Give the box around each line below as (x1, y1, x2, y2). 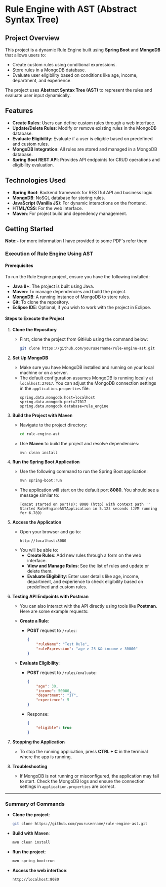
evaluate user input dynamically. (5, 93, 71, 98)
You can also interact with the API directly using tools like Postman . (19, 603, 157, 609)
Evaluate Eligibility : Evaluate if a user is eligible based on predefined (12, 135, 153, 142)
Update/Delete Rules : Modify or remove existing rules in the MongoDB (12, 125, 157, 131)
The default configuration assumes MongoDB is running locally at (19, 375, 153, 381)
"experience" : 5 (36, 697, 70, 703)
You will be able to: (19, 547, 58, 553)
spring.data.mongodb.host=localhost (19, 395, 95, 400)
